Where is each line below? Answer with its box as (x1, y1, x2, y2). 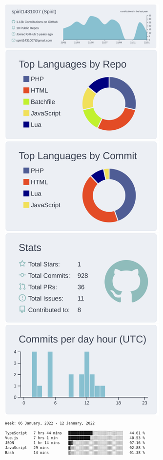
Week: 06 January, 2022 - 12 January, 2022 (5, 421, 95, 426)
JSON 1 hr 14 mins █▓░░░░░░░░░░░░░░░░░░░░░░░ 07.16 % (5, 440, 145, 445)
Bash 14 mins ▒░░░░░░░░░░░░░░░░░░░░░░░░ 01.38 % (5, 450, 145, 455)
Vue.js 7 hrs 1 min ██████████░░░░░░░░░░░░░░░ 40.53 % (5, 436, 145, 440)
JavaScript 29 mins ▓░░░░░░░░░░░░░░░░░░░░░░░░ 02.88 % (5, 445, 145, 450)
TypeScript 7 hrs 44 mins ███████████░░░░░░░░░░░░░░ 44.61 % (5, 431, 145, 436)
